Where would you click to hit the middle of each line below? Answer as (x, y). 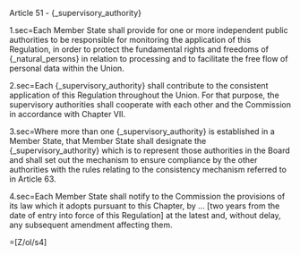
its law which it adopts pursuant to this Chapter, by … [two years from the (145, 206)
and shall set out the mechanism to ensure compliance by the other (133, 160)
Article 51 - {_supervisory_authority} (75, 13)
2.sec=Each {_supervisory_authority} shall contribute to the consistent (139, 85)
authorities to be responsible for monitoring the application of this (130, 40)
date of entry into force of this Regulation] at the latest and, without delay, (146, 215)
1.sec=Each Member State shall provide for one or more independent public (149, 30)
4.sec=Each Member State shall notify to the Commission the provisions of (147, 196)
